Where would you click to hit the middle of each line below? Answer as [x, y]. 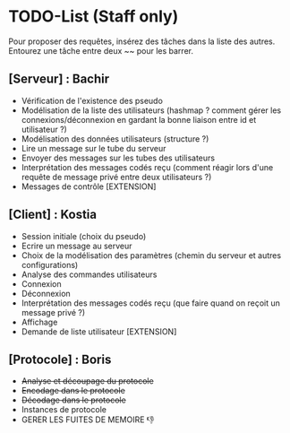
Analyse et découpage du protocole [87, 381]
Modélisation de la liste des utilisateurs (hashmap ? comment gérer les [151, 110]
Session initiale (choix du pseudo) [84, 236]
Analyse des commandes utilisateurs [89, 274]
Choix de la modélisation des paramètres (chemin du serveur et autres [151, 255]
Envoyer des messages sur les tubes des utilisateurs [118, 158]
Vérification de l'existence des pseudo [92, 100]
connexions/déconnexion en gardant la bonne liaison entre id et [139, 119]
